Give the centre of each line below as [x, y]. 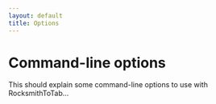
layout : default [35, 16]
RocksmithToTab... [39, 94]
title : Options [34, 23]
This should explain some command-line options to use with [108, 85]
